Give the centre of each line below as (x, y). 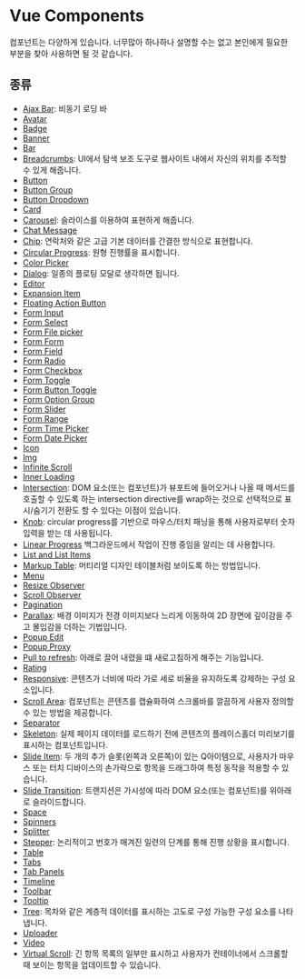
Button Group (48, 190)
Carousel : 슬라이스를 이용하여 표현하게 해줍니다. (108, 220)
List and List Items (57, 554)
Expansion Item (51, 293)
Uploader (40, 933)
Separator (41, 723)
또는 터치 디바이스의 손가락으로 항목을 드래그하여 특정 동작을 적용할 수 (156, 767)
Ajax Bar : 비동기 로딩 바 (64, 108)
